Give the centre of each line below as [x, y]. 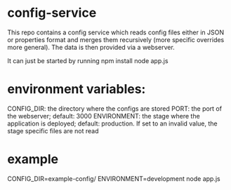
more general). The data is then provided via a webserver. [91, 47]
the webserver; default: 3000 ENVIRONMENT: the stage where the [104, 116]
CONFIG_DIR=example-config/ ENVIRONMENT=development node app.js [114, 178]
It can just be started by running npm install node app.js [88, 60]
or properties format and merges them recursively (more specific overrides [116, 39]
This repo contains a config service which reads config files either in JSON [116, 32]
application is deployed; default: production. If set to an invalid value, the [112, 123]
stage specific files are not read [53, 130]
